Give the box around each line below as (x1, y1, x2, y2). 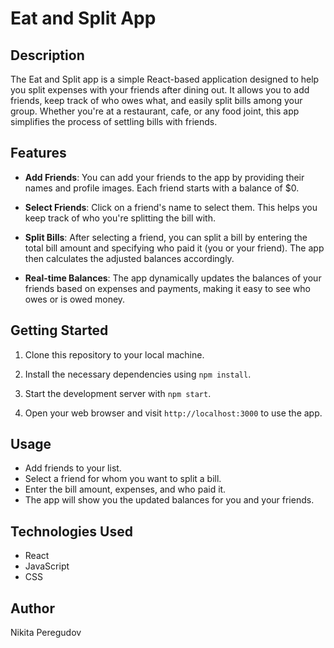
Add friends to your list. (24, 462, 122, 474)
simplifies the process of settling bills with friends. (10, 116, 218, 127)
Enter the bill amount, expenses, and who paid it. (24, 483, 227, 496)
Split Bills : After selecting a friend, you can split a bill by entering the (24, 231, 308, 243)
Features (10, 145, 67, 162)
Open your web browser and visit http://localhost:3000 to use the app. (24, 407, 323, 419)
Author (10, 600, 55, 617)
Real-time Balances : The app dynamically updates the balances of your (24, 272, 322, 284)
